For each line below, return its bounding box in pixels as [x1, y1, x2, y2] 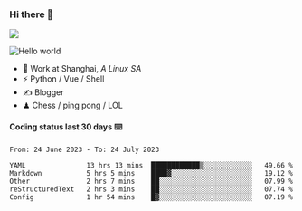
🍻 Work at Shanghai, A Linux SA [22, 63, 142, 74]
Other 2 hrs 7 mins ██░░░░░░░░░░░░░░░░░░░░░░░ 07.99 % [9, 177, 294, 186]
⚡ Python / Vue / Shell [22, 73, 105, 84]
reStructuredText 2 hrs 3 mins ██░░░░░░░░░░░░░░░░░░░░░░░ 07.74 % [9, 185, 294, 194]
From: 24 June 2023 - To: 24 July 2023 [9, 145, 160, 154]
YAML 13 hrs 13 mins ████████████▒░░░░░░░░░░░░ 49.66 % [9, 160, 294, 170]
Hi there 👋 [9, 8, 54, 21]
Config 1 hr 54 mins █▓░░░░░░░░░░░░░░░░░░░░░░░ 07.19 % [9, 192, 294, 202]
